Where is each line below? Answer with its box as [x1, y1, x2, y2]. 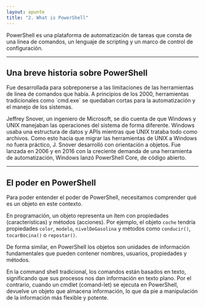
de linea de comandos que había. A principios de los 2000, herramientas [6, 90, 189, 98]
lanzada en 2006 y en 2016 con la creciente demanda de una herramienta [6, 148, 192, 155]
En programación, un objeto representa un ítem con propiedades [6, 212, 169, 220]
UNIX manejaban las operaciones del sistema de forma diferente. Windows [6, 121, 195, 129]
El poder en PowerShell [6, 178, 96, 188]
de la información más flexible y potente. [6, 294, 109, 302]
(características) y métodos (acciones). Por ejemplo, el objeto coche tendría [6, 219, 196, 226]
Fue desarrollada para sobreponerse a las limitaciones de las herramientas [6, 84, 194, 92]
